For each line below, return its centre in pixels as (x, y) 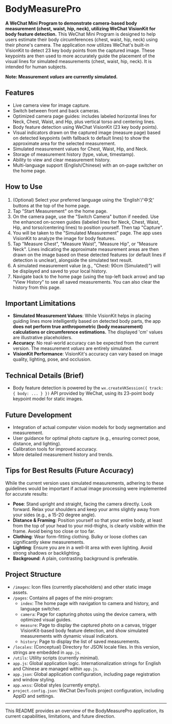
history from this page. (37, 287)
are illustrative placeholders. (42, 338)
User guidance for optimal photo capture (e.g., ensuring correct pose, (86, 438)
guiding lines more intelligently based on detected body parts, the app (87, 321)
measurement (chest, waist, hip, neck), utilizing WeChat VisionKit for (81, 28)
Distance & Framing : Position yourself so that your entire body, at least (88, 520)
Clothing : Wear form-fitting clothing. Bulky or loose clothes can (80, 536)
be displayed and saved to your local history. (60, 271)
